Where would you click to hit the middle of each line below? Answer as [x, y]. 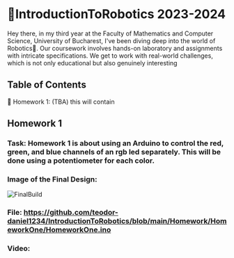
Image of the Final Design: [52, 179]
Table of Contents [47, 85]
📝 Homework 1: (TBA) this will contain [61, 102]
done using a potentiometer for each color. [81, 161]
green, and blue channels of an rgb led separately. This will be [114, 152]
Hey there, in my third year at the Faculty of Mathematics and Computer [110, 33]
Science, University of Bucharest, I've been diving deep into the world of [111, 40]
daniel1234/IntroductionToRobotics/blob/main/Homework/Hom [117, 221]
